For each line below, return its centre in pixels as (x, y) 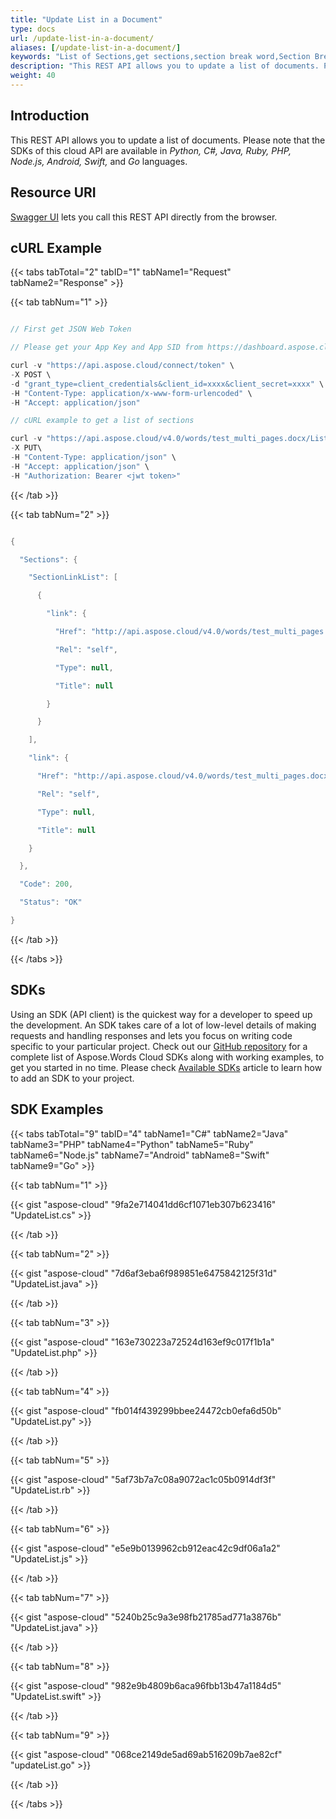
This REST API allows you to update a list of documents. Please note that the (168, 140)
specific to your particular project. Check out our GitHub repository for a (159, 1046)
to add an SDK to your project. (72, 1078)
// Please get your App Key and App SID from (106, 347)
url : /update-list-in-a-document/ (82, 38)
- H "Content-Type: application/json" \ (93, 457)
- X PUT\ (26, 448)
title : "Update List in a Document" (86, 19)
